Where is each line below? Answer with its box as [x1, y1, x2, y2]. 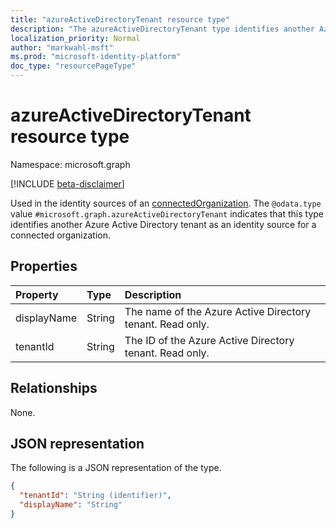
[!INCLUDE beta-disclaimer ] [10, 177, 125, 190]
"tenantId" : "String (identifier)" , [19, 491, 172, 501]
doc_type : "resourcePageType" [10, 61, 137, 71]
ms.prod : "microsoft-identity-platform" [10, 52, 182, 62]
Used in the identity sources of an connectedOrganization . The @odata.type [10, 197, 322, 209]
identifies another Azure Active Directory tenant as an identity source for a [10, 218, 317, 230]
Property [15, 287, 59, 301]
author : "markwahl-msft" [10, 42, 114, 53]
